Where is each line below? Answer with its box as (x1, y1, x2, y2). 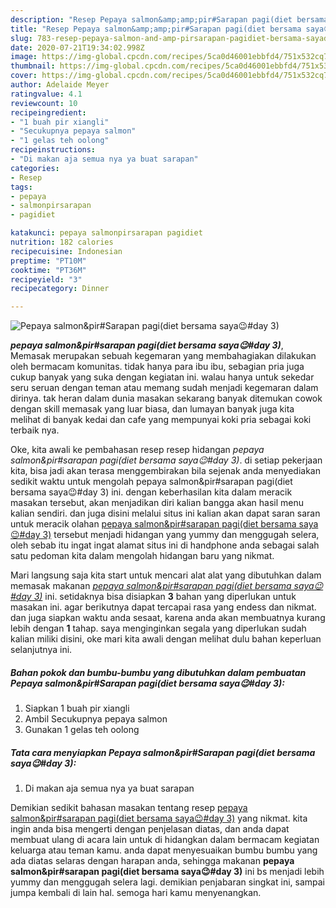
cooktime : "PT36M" (10, 265, 87, 275)
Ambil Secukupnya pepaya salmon (24, 713, 168, 725)
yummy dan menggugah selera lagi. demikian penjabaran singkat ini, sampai (10, 876, 326, 888)
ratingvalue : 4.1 (10, 89, 83, 99)
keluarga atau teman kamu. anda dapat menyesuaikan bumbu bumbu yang (10, 844, 318, 856)
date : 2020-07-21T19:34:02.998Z (10, 42, 145, 53)
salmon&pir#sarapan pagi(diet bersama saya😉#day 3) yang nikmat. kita (10, 812, 308, 825)
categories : (10, 163, 60, 173)
